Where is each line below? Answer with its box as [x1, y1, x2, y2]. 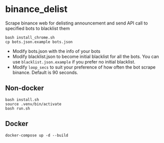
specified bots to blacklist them [5, 25, 70, 31]
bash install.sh [5, 97, 39, 102]
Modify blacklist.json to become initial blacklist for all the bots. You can [12, 53, 159, 59]
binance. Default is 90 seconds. [12, 69, 79, 75]
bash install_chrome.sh [5, 35, 55, 40]
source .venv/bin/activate [5, 101, 62, 106]
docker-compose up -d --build [5, 132, 69, 138]
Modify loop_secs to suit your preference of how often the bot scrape [12, 64, 156, 70]
